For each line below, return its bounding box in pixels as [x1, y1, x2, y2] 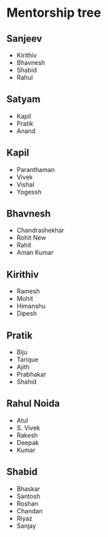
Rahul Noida [6, 398, 60, 410]
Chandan [16, 506, 43, 515]
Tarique [16, 355, 39, 364]
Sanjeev [6, 33, 42, 45]
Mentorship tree [6, 5, 102, 21]
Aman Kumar [16, 249, 54, 257]
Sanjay [16, 521, 36, 530]
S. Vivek [16, 423, 41, 432]
